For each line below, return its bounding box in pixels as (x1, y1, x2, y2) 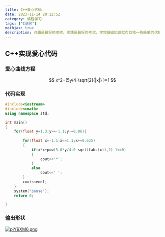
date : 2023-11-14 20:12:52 (5, 12, 60, 17)
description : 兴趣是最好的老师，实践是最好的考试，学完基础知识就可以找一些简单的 (5, 30, 155, 35)
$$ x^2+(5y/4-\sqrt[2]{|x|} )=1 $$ (49, 77, 116, 83)
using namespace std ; (5, 111, 50, 116)
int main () (5, 120, 27, 125)
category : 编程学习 (5, 16, 42, 21)
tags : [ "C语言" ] (5, 21, 37, 26)
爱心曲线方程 (5, 66, 36, 72)
